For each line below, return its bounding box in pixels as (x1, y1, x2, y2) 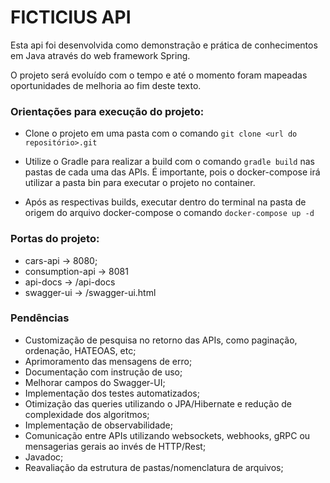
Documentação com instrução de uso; (24, 366, 183, 378)
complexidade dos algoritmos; (24, 408, 150, 420)
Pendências (10, 311, 70, 325)
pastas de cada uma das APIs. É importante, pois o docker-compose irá (24, 166, 321, 178)
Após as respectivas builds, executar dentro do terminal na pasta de (24, 196, 307, 208)
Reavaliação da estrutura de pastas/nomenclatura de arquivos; (24, 461, 284, 473)
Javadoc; (24, 451, 64, 463)
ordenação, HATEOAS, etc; (24, 344, 137, 356)
